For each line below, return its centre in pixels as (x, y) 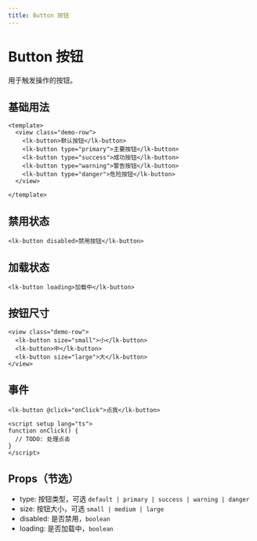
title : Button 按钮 (39, 15)
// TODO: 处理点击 (43, 439)
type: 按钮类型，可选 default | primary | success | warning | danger (134, 499)
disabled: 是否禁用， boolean (65, 519)
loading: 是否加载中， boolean (66, 528)
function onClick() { (43, 431)
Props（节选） (43, 479)
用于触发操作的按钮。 (42, 80)
